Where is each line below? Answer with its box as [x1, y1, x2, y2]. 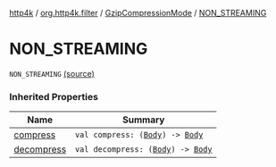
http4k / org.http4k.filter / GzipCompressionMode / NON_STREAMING [9, 8, 267, 18]
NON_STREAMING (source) [9, 68, 96, 79]
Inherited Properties [9, 90, 98, 103]
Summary [121, 113, 165, 126]
